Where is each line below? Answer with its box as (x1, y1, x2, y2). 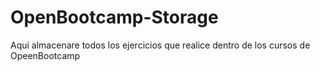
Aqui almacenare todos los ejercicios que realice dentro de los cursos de (10, 39, 311, 51)
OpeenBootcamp (10, 49, 81, 61)
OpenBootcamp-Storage (10, 6, 219, 29)
